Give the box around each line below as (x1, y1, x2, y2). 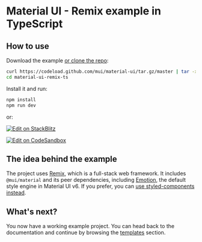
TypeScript (6, 17, 63, 31)
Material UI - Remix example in (6, 4, 161, 18)
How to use (6, 41, 49, 51)
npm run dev (6, 102, 36, 108)
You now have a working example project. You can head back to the (6, 223, 175, 230)
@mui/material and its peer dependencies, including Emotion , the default (6, 176, 186, 184)
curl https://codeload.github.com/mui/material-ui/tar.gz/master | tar (6, 69, 189, 75)
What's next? (6, 206, 58, 217)
